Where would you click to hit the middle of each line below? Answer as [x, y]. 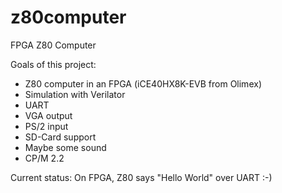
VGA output [48, 115]
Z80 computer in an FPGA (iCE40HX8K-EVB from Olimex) [143, 83]
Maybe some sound [65, 147]
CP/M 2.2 [44, 158]
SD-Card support [60, 137]
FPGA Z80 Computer [53, 45]
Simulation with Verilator [75, 94]
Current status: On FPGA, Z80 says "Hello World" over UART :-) [141, 177]
